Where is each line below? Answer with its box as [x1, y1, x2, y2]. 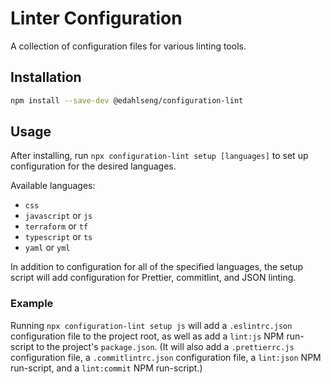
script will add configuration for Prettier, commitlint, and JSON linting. [10, 272, 297, 284]
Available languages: [10, 180, 96, 192]
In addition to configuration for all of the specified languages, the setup [10, 261, 304, 273]
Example [10, 297, 54, 311]
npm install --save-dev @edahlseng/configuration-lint [10, 95, 244, 106]
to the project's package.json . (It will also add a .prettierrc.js [36, 340, 295, 352]
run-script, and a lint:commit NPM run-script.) [10, 362, 203, 374]
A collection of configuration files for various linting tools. [10, 40, 247, 52]
